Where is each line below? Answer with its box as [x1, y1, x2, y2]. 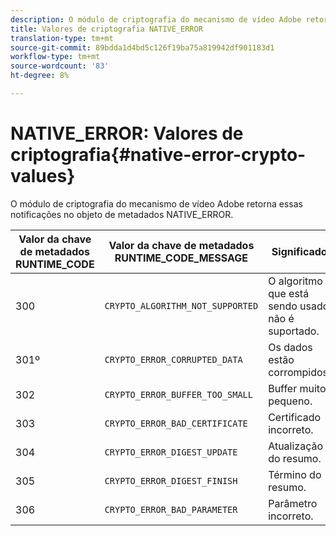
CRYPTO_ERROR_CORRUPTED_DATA [104, 354, 243, 365]
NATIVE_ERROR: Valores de [10, 122, 244, 145]
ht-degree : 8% [10, 71, 70, 81]
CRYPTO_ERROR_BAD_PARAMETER [104, 504, 238, 515]
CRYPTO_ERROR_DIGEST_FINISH [104, 475, 238, 486]
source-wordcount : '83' [10, 61, 110, 71]
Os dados [268, 340, 313, 354]
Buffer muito [268, 381, 327, 395]
